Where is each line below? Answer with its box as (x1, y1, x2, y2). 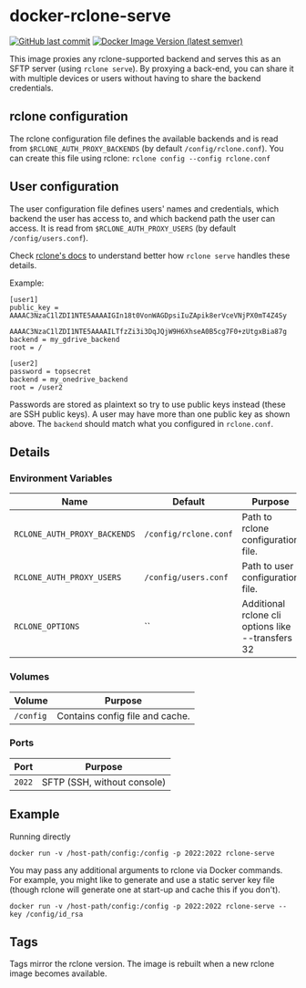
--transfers (241, 631, 293, 644)
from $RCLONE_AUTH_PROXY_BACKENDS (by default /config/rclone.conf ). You (9, 142, 284, 153)
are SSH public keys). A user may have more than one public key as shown (9, 408, 291, 420)
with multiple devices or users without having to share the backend (9, 72, 261, 83)
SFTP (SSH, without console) (41, 775, 167, 788)
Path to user (241, 560, 294, 573)
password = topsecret (9, 367, 92, 376)
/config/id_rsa (25, 910, 84, 919)
